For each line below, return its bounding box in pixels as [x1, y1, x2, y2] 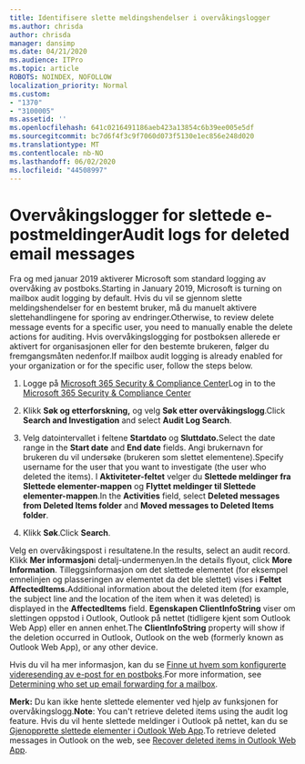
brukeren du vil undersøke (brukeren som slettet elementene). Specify [22, 452, 284, 463]
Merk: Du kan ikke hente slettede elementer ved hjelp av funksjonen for [9, 697, 280, 708]
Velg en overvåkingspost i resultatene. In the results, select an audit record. [9, 545, 290, 556]
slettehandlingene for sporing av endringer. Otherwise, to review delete [9, 312, 275, 323]
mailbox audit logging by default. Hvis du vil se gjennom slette [9, 293, 243, 304]
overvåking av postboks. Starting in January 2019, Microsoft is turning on [9, 283, 282, 294]
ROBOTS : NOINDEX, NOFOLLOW [9, 73, 112, 82]
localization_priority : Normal [9, 81, 128, 90]
